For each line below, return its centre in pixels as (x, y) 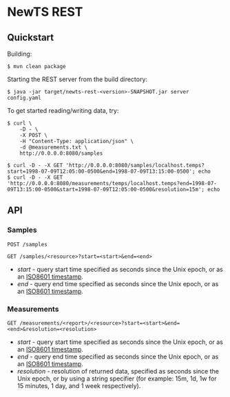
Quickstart (31, 37)
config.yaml (24, 98)
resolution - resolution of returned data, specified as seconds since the (118, 371)
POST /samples (28, 244)
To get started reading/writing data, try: (63, 110)
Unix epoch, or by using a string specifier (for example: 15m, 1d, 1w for (117, 378)
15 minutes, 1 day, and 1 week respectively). (79, 385)
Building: (20, 54)
